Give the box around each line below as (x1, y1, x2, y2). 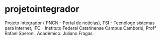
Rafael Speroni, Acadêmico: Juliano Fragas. (4, 30, 94, 36)
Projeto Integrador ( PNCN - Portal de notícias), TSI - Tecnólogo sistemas (4, 20, 155, 26)
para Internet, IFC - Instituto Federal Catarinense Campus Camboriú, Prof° (4, 25, 157, 31)
